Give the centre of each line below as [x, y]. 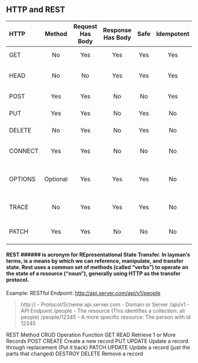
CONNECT [24, 151]
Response [117, 30]
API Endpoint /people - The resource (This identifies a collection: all [103, 311]
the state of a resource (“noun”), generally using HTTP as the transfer [93, 274]
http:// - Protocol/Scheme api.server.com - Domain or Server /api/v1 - [105, 304]
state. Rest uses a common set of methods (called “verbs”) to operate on [97, 267]
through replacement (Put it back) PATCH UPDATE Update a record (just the [98, 348]
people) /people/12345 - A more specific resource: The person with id [105, 317]
